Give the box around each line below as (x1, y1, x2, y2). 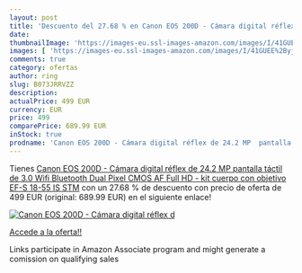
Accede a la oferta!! (9, 226, 83, 237)
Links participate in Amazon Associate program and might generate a (9, 243, 266, 254)
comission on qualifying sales (9, 253, 120, 264)
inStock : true (9, 130, 63, 139)
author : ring (9, 72, 58, 81)
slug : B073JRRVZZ (9, 80, 75, 89)
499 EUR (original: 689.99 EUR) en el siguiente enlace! (9, 191, 212, 202)
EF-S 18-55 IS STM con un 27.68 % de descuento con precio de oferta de (9, 181, 282, 193)
